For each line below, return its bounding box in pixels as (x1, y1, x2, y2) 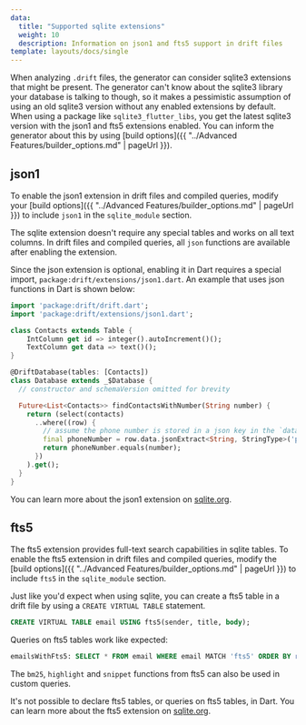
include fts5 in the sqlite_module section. (10, 573, 167, 584)
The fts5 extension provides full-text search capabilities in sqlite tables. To (10, 544, 289, 555)
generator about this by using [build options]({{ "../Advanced (10, 130, 237, 141)
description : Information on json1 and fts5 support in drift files (18, 38, 283, 48)
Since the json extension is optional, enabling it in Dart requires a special (10, 264, 282, 275)
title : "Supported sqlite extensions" (18, 22, 166, 31)
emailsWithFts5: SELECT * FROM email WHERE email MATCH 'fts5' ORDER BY (10, 652, 291, 661)
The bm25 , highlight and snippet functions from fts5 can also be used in (10, 669, 281, 680)
